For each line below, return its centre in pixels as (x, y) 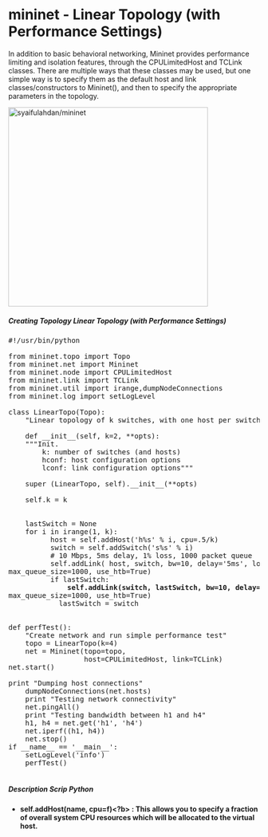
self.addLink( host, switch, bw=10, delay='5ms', (150, 563)
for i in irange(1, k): (71, 531)
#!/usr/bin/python (44, 340)
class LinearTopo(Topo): (57, 412)
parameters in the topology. (54, 96)
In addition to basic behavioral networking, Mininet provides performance (129, 53)
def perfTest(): (40, 627)
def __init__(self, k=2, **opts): (93, 436)
